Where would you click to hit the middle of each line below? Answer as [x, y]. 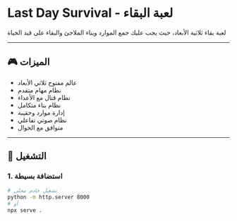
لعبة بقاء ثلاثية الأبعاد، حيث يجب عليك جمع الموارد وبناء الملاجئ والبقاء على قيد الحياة [117, 32]
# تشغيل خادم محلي [32, 191]
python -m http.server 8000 [49, 197]
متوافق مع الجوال [40, 127]
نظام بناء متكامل [39, 105]
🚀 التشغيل [27, 156]
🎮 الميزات [29, 62]
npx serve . [25, 210]
